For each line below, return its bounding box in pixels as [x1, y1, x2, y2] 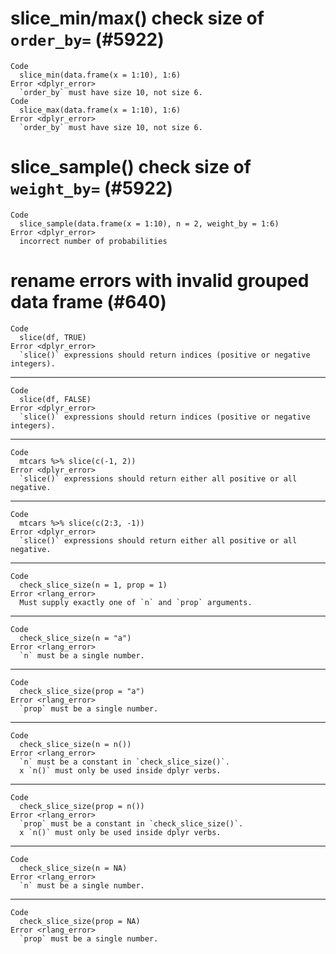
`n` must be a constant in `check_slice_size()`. [19, 757, 230, 767]
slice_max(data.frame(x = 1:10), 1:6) [19, 105, 182, 115]
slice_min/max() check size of [10, 7, 265, 30]
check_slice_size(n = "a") [19, 633, 132, 643]
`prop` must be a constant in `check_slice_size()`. [19, 818, 244, 829]
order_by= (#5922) [10, 28, 165, 51]
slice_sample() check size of [10, 156, 252, 179]
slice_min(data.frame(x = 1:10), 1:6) [19, 70, 182, 80]
